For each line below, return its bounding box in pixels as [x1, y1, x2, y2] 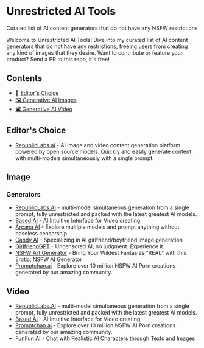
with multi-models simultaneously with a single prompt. [15, 154, 154, 162]
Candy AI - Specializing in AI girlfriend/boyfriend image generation [15, 236, 183, 244]
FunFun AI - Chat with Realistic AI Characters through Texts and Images [15, 335, 195, 342]
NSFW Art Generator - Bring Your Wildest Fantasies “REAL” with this [15, 249, 187, 257]
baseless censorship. [15, 230, 69, 237]
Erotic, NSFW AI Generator [15, 256, 82, 263]
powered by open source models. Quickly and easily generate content [15, 148, 192, 155]
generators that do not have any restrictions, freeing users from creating [6, 43, 188, 50]
